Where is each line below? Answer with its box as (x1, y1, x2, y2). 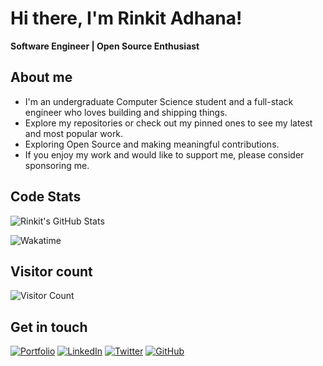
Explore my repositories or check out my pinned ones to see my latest (24, 117, 313, 129)
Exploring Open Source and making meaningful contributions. (24, 138, 280, 150)
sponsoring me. (24, 159, 90, 171)
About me (10, 69, 73, 86)
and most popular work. (24, 127, 124, 139)
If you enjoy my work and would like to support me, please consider (24, 148, 305, 161)
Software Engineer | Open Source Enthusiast (10, 40, 200, 52)
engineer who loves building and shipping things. (24, 106, 228, 118)
